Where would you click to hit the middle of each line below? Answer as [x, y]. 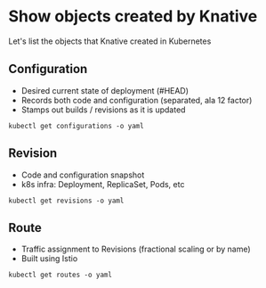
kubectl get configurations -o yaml [76, 126]
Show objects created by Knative [133, 16]
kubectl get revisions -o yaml [66, 201]
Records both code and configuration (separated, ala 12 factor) [137, 100]
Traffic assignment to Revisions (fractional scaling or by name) [136, 249]
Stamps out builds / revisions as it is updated [103, 110]
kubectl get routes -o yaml [60, 275]
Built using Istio [49, 259]
